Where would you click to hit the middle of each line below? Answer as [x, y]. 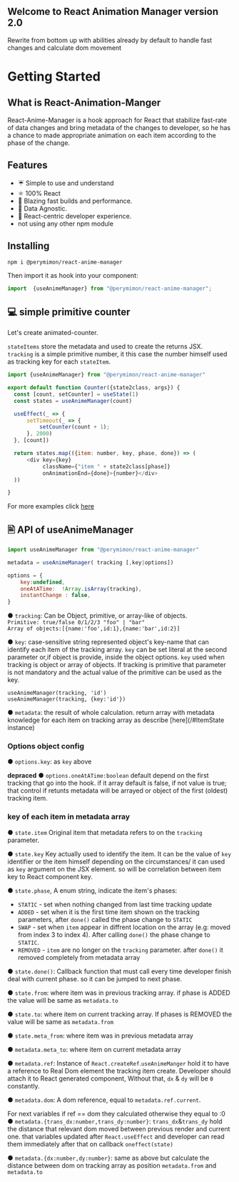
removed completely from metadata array [79, 957]
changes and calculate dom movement [65, 47]
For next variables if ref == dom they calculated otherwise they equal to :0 [117, 1113]
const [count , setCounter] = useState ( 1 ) [76, 394]
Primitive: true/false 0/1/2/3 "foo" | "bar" [76, 623]
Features [27, 165]
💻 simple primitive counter [69, 312]
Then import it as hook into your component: [73, 276]
